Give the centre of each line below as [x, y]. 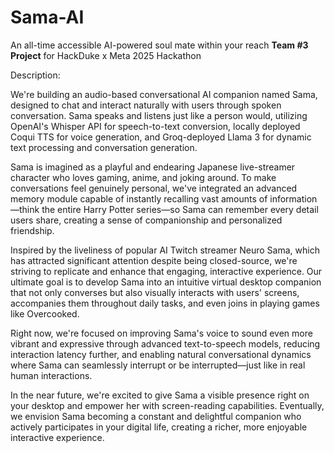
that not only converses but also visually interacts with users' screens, [155, 292]
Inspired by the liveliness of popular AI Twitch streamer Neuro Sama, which [165, 250]
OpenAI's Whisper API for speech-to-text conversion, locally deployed [155, 126]
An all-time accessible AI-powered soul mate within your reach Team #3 [159, 45]
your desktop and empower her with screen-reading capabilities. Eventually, [167, 405]
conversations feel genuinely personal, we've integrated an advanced [154, 188]
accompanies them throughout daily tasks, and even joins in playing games [165, 303]
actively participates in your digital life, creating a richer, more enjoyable [159, 427]
